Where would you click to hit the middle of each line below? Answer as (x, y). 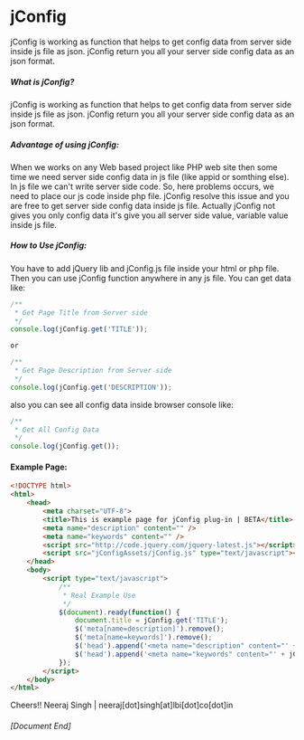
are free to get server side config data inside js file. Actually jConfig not (143, 205)
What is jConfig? (42, 81)
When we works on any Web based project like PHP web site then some (144, 167)
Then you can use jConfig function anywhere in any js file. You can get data (151, 278)
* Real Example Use (99, 595)
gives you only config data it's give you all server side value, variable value (149, 215)
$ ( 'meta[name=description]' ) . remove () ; (149, 629)
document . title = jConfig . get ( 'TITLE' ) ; (152, 621)
